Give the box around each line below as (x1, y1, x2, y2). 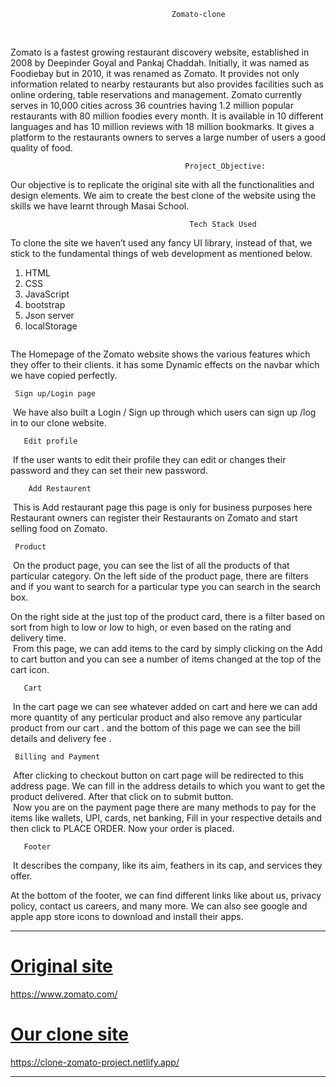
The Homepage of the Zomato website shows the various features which (10, 348, 311, 360)
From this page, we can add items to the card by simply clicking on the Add (12, 643, 323, 654)
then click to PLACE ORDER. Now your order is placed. (10, 823, 235, 834)
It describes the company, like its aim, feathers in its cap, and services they (12, 860, 323, 871)
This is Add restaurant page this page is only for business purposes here (12, 501, 313, 513)
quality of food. (10, 142, 73, 154)
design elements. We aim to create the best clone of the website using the (10, 190, 317, 201)
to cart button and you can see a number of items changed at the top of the (10, 653, 322, 665)
